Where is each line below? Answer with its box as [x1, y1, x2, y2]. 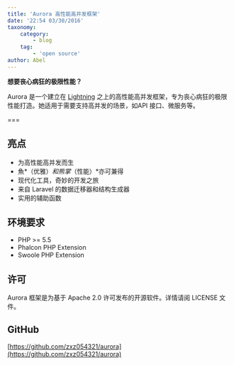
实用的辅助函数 [17, 194, 62, 202]
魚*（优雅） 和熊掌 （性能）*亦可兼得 [17, 166, 124, 175]
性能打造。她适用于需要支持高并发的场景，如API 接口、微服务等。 [7, 101, 200, 110]
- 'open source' [33, 51, 81, 58]
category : [20, 30, 50, 38]
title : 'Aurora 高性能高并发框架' [7, 10, 101, 18]
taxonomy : [7, 23, 37, 31]
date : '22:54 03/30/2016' [7, 17, 84, 24]
